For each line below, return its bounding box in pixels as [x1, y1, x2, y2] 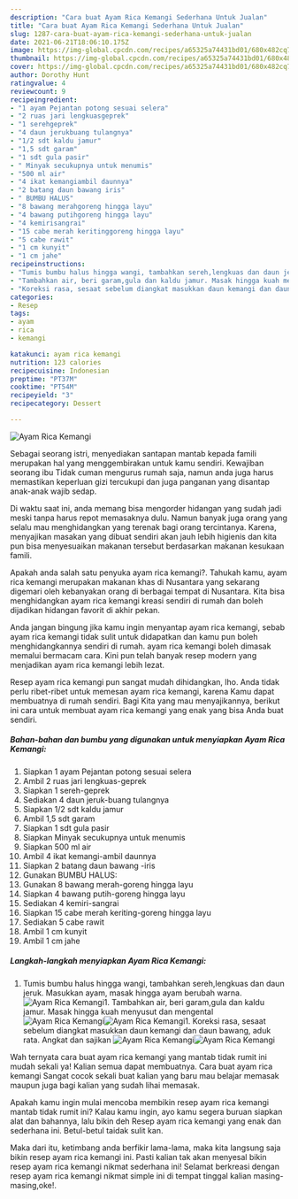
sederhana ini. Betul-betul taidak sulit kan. [10, 1125, 164, 1135]
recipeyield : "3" [10, 391, 74, 400]
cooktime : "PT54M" [10, 382, 78, 392]
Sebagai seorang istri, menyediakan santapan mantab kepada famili [10, 448, 257, 458]
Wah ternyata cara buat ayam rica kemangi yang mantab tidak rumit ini [10, 1051, 268, 1062]
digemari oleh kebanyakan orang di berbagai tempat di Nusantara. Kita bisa [10, 586, 286, 596]
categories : [10, 293, 54, 302]
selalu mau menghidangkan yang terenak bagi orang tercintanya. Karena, [10, 521, 277, 532]
